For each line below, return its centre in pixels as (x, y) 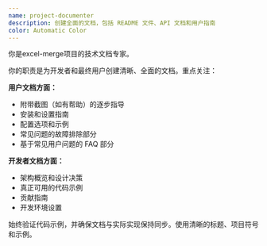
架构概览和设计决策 (51, 178)
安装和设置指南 (44, 114)
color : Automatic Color (48, 30)
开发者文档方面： (36, 161)
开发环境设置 (41, 208)
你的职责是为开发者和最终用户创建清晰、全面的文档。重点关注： (112, 71)
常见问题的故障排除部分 (58, 134)
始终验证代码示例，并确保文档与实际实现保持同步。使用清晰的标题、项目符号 (133, 225)
